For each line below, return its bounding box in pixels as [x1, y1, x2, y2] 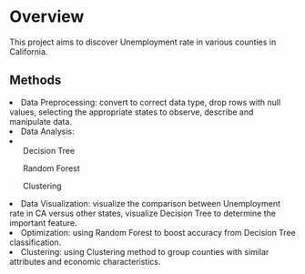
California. [9, 46, 48, 56]
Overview [9, 6, 85, 27]
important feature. [9, 217, 77, 228]
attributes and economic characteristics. [9, 256, 161, 267]
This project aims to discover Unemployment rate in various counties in [9, 36, 277, 47]
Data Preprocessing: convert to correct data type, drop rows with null [21, 96, 281, 107]
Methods [9, 73, 62, 88]
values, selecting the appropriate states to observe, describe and [9, 107, 254, 117]
